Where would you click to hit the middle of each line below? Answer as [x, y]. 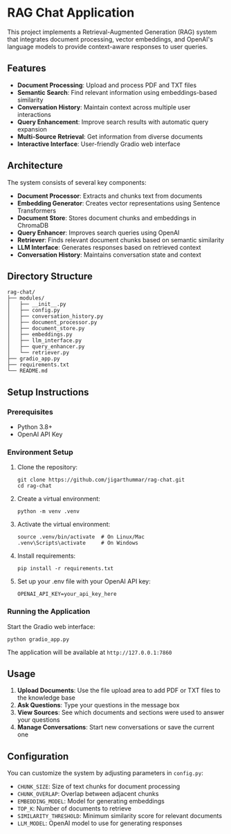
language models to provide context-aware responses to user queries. [108, 46]
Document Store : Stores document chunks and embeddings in [107, 218]
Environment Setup [40, 452]
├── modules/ [26, 298]
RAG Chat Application [71, 13]
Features [27, 68]
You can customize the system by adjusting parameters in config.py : [105, 773]
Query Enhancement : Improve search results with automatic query [113, 122]
